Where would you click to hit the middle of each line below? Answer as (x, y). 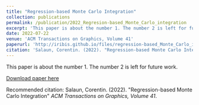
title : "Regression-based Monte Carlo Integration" (71, 12)
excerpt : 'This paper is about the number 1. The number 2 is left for (96, 28)
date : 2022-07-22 (28, 34)
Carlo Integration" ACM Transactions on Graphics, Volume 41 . (81, 96)
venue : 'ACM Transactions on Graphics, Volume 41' (70, 39)
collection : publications (38, 17)
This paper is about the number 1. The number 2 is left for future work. (92, 67)
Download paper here (33, 78)
